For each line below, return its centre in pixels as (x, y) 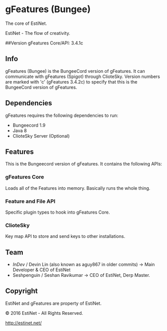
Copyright (22, 291)
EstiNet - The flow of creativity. (38, 33)
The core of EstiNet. (26, 23)
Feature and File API (30, 201)
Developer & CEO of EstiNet (41, 270)
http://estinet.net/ (24, 323)
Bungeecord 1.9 (29, 125)
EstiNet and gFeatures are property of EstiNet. (53, 303)
